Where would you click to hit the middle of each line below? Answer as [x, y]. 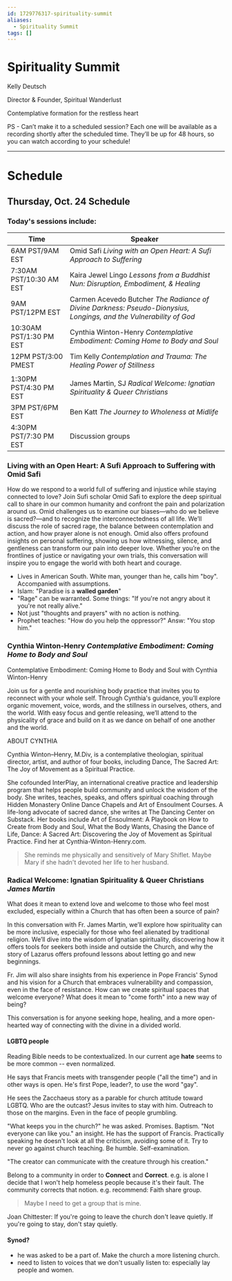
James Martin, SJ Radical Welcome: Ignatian [142, 383]
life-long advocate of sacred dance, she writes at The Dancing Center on [111, 812]
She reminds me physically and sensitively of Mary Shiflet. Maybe [118, 855]
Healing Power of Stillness [112, 365]
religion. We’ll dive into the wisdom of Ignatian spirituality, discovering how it [116, 939]
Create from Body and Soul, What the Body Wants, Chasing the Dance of [111, 826]
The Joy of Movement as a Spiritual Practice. [71, 769]
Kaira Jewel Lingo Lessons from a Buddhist [140, 275]
